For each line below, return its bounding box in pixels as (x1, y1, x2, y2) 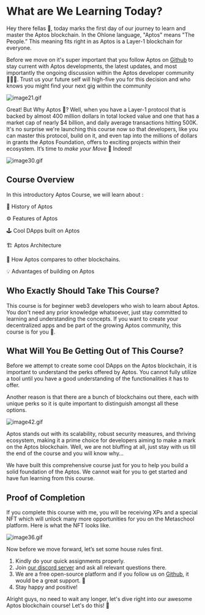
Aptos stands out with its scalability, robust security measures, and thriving (6, 430, 196, 438)
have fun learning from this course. (6, 475, 95, 482)
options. (6, 407, 28, 414)
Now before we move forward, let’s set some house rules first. (6, 546, 163, 553)
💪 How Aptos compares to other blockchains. (6, 256, 121, 263)
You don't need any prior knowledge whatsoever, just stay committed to (6, 308, 188, 316)
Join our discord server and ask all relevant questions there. (15, 564, 167, 571)
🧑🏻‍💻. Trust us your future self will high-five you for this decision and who (6, 75, 191, 83)
